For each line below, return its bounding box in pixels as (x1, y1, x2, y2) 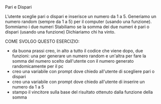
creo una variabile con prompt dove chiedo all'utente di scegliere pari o (12, 69, 155, 74)
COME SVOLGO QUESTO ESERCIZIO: (5, 38, 80, 44)
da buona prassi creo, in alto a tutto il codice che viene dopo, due (12, 48, 143, 53)
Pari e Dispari (5, 4, 32, 10)
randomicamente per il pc (12, 63, 64, 69)
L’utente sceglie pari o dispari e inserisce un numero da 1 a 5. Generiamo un (5, 14, 157, 19)
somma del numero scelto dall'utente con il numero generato (12, 58, 134, 64)
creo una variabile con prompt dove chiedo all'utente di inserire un (12, 79, 145, 85)
